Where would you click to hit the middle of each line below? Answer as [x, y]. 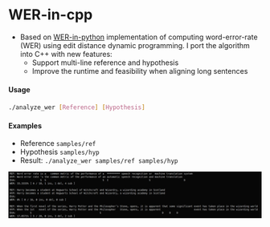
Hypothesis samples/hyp [59, 152]
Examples [25, 125]
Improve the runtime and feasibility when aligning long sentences [140, 71]
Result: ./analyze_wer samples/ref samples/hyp [99, 160]
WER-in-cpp [51, 15]
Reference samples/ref [58, 144]
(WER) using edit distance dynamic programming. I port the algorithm [135, 45]
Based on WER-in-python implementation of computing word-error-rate [139, 37]
